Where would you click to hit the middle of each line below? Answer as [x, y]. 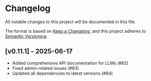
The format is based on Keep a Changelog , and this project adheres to [75, 31]
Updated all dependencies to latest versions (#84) [62, 73]
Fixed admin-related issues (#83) [46, 68]
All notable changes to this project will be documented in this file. [71, 22]
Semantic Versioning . [26, 36]
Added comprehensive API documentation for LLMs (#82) [70, 63]
